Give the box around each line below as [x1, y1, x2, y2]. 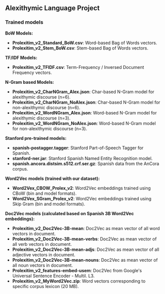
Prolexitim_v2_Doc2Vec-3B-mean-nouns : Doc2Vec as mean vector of [12, 257, 158, 263]
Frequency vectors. [12, 69, 52, 75]
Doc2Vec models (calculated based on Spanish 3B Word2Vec [5, 210, 134, 216]
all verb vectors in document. [12, 241, 72, 247]
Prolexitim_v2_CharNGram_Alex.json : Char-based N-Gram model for [12, 89, 155, 95]
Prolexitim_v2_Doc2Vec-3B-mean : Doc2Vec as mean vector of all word [12, 225, 160, 231]
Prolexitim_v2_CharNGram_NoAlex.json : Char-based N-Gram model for [12, 99, 161, 105]
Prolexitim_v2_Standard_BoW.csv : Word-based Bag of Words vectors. [12, 40, 157, 46]
